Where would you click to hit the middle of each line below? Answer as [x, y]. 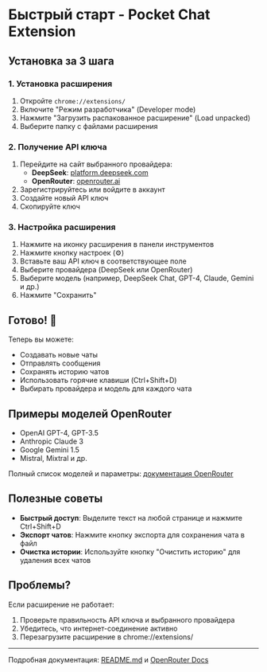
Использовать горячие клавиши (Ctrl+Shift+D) [98, 381]
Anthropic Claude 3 [51, 441]
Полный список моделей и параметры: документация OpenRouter [121, 474]
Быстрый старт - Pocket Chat [109, 15]
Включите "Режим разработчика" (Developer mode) [108, 109]
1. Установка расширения [60, 84]
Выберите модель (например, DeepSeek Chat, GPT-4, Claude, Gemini [137, 278]
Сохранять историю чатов [64, 372]
